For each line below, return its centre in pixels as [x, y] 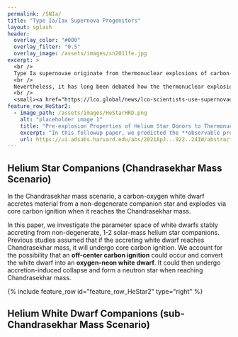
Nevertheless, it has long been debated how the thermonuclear [109, 87]
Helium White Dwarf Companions [83, 314]
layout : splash [30, 27]
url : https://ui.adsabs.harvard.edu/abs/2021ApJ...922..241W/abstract [126, 139]
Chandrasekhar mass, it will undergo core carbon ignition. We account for [115, 248]
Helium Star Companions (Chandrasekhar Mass [115, 168]
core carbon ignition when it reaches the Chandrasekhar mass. [99, 211]
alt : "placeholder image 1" [61, 119]
